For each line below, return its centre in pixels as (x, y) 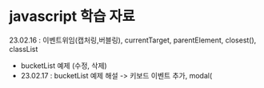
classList (24, 49)
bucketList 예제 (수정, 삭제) (64, 66)
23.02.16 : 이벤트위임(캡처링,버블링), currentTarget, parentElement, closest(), (133, 40)
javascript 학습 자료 (72, 16)
